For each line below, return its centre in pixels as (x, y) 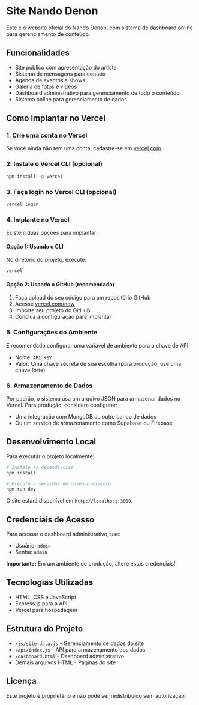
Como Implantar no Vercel (56, 118)
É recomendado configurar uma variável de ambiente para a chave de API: (98, 345)
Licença (22, 681)
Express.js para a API (41, 603)
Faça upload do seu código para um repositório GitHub (83, 298)
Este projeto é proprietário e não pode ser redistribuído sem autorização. (96, 695)
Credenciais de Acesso (50, 520)
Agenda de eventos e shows (50, 80)
